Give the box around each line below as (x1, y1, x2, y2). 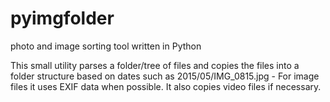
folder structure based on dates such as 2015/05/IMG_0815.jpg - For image (10, 70, 320, 82)
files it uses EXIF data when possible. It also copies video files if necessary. (10, 80, 322, 92)
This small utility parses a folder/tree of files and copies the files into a (10, 59, 300, 71)
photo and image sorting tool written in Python (10, 40, 202, 52)
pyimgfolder (10, 7, 115, 30)
